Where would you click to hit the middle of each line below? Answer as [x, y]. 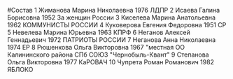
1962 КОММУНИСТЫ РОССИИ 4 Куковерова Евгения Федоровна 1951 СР [117, 25]
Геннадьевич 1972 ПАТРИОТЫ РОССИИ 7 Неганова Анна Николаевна [112, 40]
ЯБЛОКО [20, 70]
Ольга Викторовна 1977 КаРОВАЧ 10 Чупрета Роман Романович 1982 [111, 62]
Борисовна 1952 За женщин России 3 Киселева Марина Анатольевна [111, 17]
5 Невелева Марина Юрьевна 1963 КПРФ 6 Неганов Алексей [99, 32]
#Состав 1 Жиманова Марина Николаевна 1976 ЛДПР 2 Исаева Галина [114, 10]
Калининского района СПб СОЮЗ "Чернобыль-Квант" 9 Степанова [108, 55]
